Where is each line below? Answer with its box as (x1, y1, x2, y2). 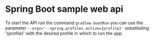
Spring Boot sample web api (5, 3, 124, 15)
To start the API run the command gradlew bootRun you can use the (5, 20, 144, 26)
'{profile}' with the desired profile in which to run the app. (5, 30, 123, 36)
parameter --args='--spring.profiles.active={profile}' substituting (5, 25, 150, 31)
